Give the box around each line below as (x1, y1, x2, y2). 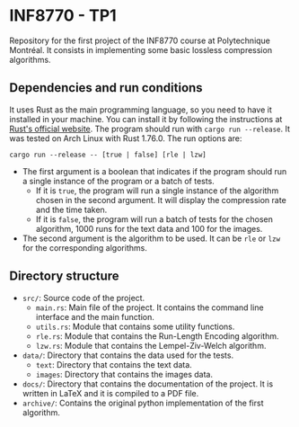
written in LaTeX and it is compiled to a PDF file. (22, 387, 199, 398)
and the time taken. (35, 204, 108, 215)
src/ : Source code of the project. (22, 292, 145, 303)
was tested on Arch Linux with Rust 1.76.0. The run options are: (9, 132, 242, 144)
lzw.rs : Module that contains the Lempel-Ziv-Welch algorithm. (35, 340, 267, 351)
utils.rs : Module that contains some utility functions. (35, 321, 235, 332)
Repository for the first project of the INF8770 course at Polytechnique (9, 35, 271, 46)
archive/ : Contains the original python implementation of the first (22, 397, 264, 408)
